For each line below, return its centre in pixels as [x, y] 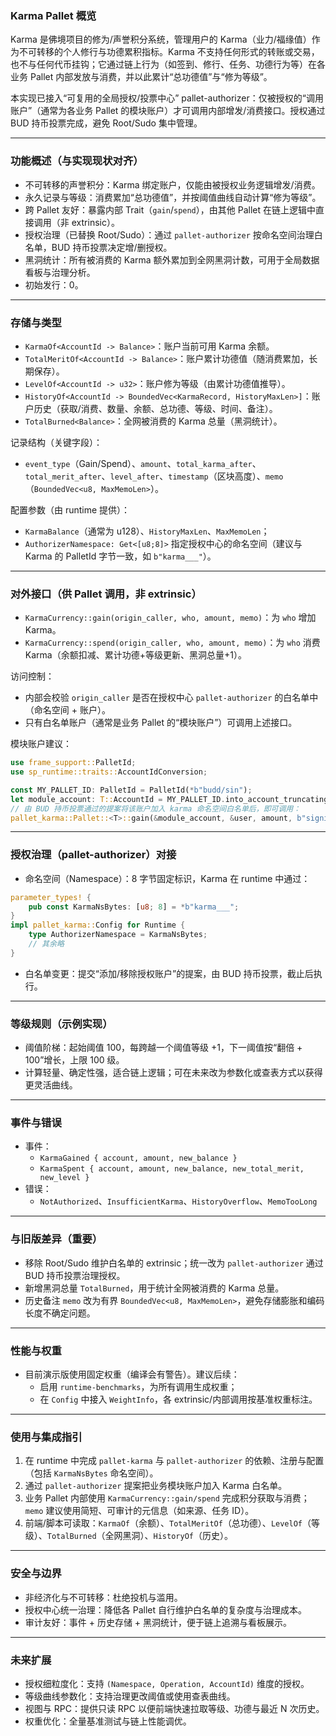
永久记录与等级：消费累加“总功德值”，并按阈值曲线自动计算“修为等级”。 [173, 197]
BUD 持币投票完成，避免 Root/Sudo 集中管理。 [106, 123]
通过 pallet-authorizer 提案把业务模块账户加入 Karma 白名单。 [156, 1486]
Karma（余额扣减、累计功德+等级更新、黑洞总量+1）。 [135, 655]
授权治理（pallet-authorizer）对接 [93, 855]
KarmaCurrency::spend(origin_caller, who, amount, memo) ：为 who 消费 [172, 643]
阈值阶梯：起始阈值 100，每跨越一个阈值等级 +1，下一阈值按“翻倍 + [163, 1048]
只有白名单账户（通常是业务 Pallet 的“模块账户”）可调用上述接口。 [161, 723]
